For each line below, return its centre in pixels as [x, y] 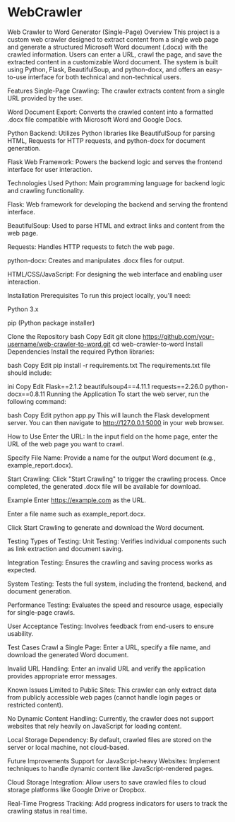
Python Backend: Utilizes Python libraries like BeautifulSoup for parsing [111, 133]
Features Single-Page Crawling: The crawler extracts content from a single [116, 91]
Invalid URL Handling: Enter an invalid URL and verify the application [107, 668]
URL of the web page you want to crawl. [66, 444]
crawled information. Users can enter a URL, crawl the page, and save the [115, 54]
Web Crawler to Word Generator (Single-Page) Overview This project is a [114, 32]
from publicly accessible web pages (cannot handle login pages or [104, 697]
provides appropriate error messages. [62, 676]
